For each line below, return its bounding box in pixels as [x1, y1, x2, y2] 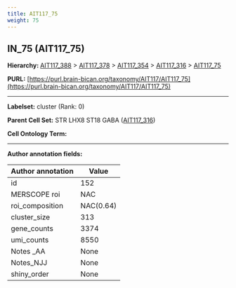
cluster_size [11, 212, 51, 222]
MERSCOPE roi [11, 190, 60, 200]
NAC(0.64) [80, 201, 117, 211]
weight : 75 [7, 17, 39, 24]
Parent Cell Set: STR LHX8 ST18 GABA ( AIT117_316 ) [7, 116, 156, 125]
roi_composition [11, 201, 64, 211]
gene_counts [11, 224, 54, 233]
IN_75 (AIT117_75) [7, 43, 85, 55]
